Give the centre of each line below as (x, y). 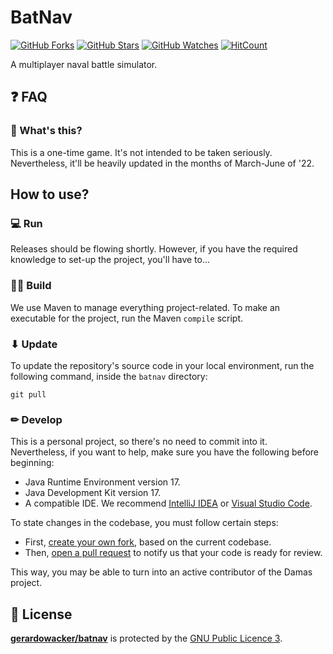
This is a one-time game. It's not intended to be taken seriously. (141, 152)
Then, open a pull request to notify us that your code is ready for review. (173, 553)
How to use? (50, 194)
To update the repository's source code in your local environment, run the (162, 365)
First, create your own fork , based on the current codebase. (148, 542)
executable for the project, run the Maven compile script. (127, 318)
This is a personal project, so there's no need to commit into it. (139, 442)
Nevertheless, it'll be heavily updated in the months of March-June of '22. (162, 163)
